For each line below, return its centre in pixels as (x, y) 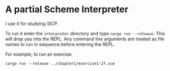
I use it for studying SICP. (32, 23)
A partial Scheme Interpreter (67, 9)
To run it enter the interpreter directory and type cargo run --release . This (85, 33)
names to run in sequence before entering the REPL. (60, 44)
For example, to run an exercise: (39, 54)
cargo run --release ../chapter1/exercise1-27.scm (60, 63)
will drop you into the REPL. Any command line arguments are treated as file (85, 39)
